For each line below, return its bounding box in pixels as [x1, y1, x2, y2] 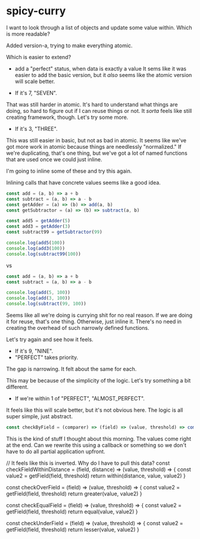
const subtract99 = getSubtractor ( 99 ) [6, 229, 102, 235]
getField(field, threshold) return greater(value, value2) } [6, 490, 143, 497]
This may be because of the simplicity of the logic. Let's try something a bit [6, 377, 191, 384]
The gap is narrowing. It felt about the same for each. [6, 366, 137, 373]
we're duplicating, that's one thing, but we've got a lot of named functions [6, 149, 187, 157]
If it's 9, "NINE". [14, 348, 54, 355]
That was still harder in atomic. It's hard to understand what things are [6, 100, 178, 108]
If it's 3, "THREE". [14, 125, 58, 132]
